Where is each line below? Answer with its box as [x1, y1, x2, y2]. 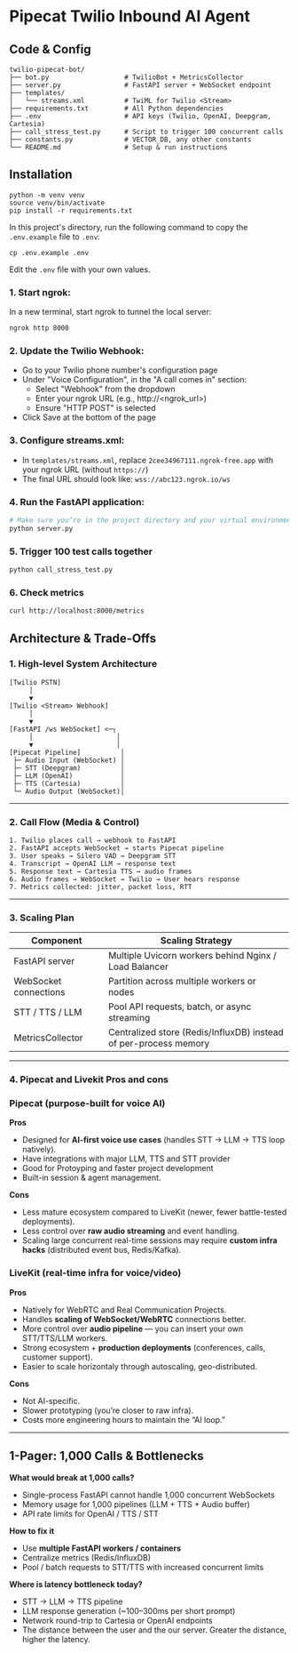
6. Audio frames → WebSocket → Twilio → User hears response [9, 874, 240, 884]
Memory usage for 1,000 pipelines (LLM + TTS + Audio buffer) [21, 1498, 251, 1509]
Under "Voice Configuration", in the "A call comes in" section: [21, 374, 247, 385]
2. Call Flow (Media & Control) [9, 815, 140, 828]
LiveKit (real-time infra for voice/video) [9, 1267, 182, 1280]
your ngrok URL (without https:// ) [21, 464, 149, 475]
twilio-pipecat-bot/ [9, 65, 86, 74]
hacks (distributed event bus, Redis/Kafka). [21, 1245, 182, 1256]
